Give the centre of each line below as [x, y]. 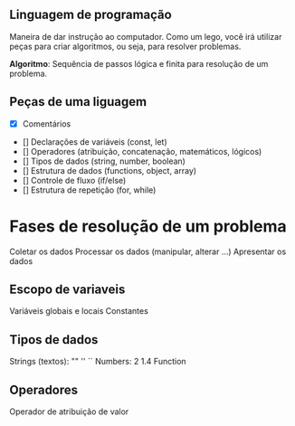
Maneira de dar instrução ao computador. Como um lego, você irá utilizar [146, 36]
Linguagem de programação [90, 15]
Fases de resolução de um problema [148, 226]
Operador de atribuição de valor [69, 412]
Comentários [47, 123]
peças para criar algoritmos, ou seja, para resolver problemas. [125, 46]
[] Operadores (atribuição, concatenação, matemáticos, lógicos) [142, 151]
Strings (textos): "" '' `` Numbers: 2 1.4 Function [98, 362]
